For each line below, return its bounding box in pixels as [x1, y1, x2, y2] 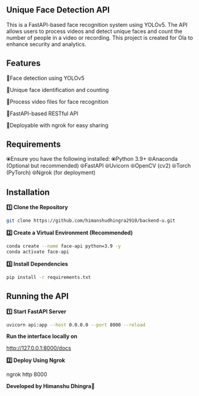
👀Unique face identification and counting [6, 86, 110, 93]
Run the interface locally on [6, 333, 78, 340]
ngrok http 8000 [6, 371, 47, 378]
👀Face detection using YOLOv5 [6, 74, 85, 82]
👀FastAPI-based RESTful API [6, 110, 79, 117]
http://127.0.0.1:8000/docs [6, 344, 71, 352]
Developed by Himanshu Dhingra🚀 [6, 383, 96, 390]
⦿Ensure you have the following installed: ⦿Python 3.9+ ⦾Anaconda [6, 155, 178, 163]
